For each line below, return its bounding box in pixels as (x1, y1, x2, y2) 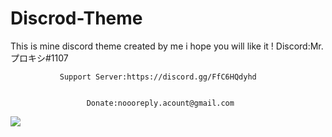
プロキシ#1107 (10, 52, 69, 64)
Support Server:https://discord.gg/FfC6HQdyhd (59, 72, 257, 82)
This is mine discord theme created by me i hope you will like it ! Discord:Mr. (10, 40, 324, 52)
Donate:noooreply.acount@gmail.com (86, 98, 235, 108)
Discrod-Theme (10, 7, 143, 30)
